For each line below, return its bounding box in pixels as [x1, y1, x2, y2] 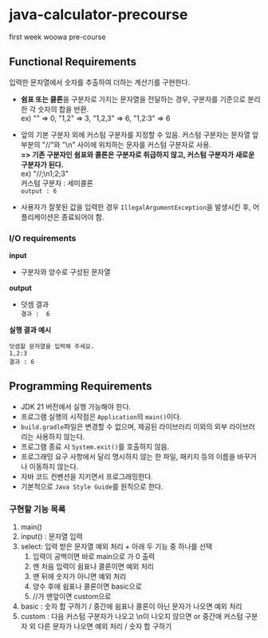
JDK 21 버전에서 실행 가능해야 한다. [20, 402, 131, 411]
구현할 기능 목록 [9, 503, 66, 514]
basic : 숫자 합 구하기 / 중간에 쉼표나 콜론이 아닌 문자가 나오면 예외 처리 [20, 601, 242, 612]
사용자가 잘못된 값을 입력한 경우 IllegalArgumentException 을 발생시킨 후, [20, 202, 251, 212]
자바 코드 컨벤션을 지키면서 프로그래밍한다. [20, 471, 154, 481]
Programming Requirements [9, 379, 152, 393]
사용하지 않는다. [35, 431, 85, 441]
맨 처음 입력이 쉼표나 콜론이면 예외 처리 [32, 561, 155, 572]
